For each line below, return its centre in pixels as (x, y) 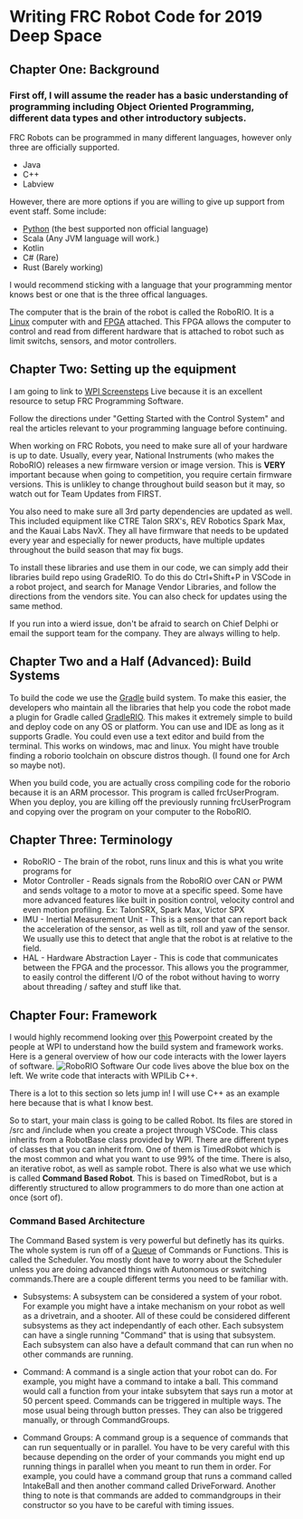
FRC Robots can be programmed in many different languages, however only (151, 137)
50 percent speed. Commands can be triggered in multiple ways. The (152, 1401)
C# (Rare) (41, 257)
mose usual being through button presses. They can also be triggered (152, 1410)
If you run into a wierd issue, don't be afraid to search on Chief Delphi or (144, 624)
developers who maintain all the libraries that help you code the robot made (150, 707)
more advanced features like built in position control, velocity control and (158, 900)
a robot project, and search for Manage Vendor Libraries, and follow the (143, 586)
